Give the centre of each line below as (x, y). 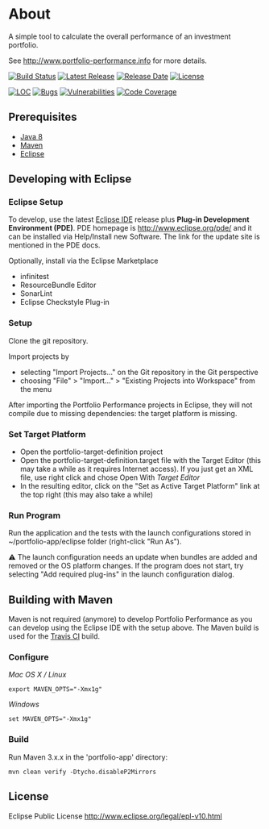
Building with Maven (61, 600)
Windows (24, 704)
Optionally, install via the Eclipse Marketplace (83, 261)
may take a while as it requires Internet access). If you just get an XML (137, 469)
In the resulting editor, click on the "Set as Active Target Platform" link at (140, 486)
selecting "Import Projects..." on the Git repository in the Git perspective (139, 372)
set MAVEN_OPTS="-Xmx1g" (50, 719)
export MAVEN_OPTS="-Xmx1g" (56, 689)
